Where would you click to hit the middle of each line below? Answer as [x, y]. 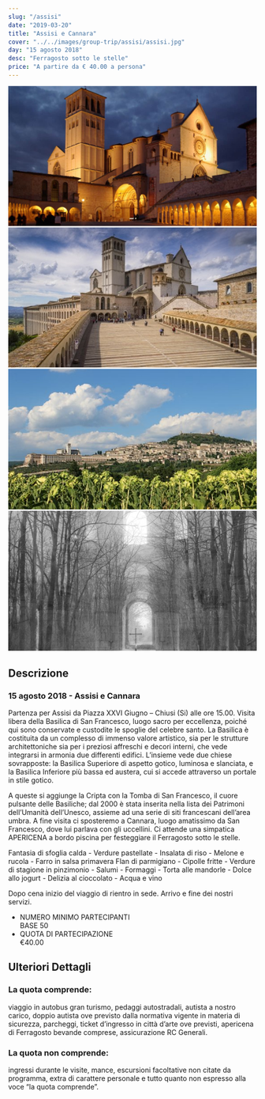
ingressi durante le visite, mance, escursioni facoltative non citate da [119, 1070]
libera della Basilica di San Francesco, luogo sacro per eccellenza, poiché [127, 722]
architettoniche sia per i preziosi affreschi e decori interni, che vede [118, 747]
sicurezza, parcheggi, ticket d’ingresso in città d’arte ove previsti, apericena [131, 1024]
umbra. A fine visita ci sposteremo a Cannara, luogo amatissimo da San [124, 821]
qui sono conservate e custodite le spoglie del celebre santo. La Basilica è [129, 730]
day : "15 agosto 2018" [45, 50]
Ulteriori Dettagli [50, 967]
